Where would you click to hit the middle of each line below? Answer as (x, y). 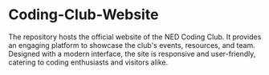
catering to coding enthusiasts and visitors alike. (88, 62)
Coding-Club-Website (84, 15)
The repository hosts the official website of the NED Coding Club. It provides (135, 37)
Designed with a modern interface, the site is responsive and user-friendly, (132, 53)
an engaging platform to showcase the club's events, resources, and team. (132, 45)
